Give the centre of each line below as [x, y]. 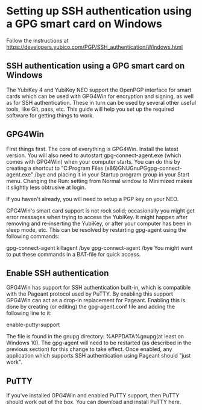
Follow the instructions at [37, 40]
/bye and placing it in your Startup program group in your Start [112, 174]
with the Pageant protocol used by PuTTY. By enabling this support [90, 294]
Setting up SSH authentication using [99, 11]
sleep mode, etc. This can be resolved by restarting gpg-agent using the [96, 229]
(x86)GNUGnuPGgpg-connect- [143, 168]
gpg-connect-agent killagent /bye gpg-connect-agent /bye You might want [99, 247]
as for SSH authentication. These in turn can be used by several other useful [101, 102]
